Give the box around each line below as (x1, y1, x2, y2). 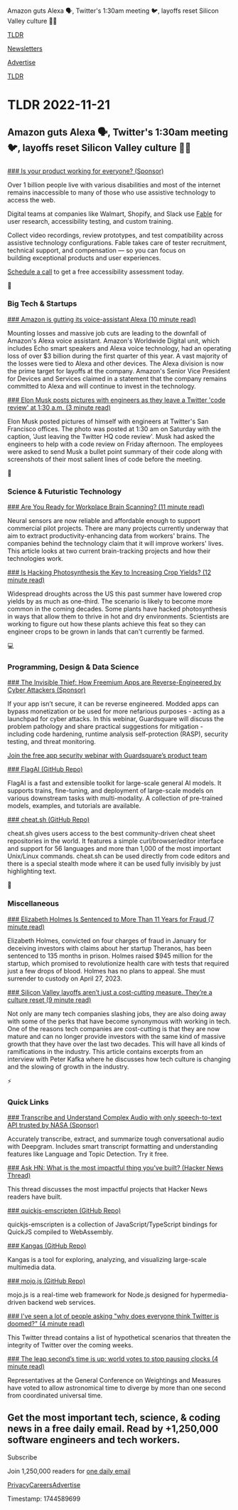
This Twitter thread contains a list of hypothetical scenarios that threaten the (7, 1333, 231, 1342)
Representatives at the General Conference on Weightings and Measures (7, 1375, 222, 1385)
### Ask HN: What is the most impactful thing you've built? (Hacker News (7, 1163, 224, 1172)
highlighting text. (7, 867, 57, 876)
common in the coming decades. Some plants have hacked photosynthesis (7, 605, 227, 614)
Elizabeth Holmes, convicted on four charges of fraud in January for (7, 936, 207, 945)
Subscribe (7, 1453, 38, 1462)
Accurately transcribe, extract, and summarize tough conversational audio (7, 1134, 225, 1143)
